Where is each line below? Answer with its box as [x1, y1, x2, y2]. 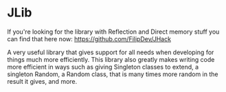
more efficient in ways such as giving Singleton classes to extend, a [7, 62, 199, 71]
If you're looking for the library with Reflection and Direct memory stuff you [7, 27, 220, 36]
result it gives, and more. [7, 77, 78, 85]
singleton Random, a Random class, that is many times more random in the [7, 70, 218, 78]
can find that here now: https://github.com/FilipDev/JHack [7, 34, 172, 43]
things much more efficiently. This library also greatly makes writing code [7, 55, 215, 63]
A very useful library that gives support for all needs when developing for [7, 48, 214, 56]
